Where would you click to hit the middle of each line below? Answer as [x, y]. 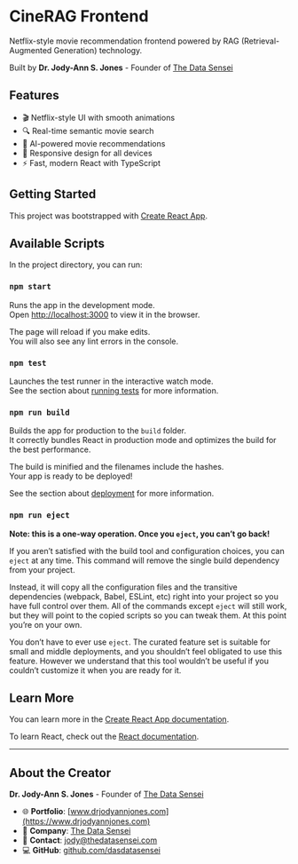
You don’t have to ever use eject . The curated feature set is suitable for [140, 642]
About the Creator [60, 773]
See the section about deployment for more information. [112, 494]
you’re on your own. [46, 624]
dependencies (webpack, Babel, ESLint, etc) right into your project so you [144, 596]
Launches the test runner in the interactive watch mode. [112, 381]
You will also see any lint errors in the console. [94, 341]
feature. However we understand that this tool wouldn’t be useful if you [139, 661]
